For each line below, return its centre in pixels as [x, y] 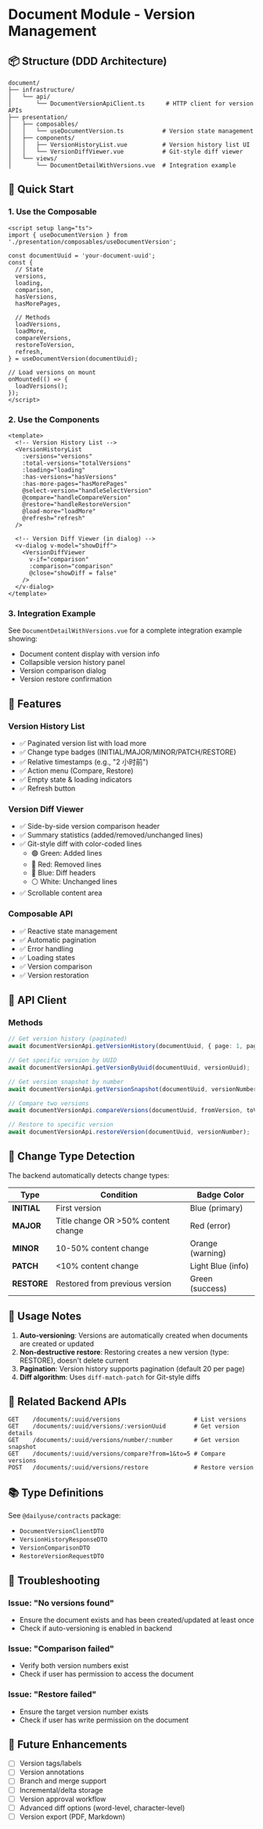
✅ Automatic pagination [58, 940]
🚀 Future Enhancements [68, 1744]
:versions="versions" [57, 456]
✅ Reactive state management [68, 931]
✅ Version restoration [54, 975]
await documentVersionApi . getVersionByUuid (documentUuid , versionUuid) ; [129, 1068]
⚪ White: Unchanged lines [74, 882]
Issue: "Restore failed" [52, 1695]
